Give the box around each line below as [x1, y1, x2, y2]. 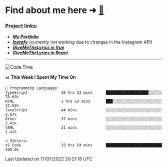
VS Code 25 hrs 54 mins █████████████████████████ [5, 143, 162, 148]
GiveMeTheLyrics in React [12, 50, 68, 56]
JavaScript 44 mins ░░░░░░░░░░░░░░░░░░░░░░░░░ [5, 108, 162, 113]
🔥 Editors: [5, 138, 28, 143]
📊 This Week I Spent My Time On [5, 74, 76, 80]
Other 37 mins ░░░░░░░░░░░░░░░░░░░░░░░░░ [5, 116, 162, 122]
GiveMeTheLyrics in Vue [12, 45, 64, 51]
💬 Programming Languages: [5, 86, 59, 91]
